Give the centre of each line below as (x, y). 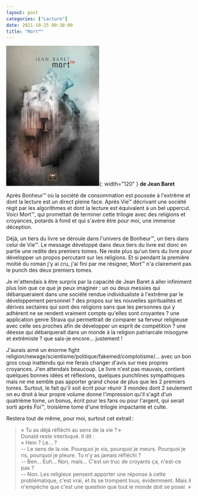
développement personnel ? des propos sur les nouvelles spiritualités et (94, 301)
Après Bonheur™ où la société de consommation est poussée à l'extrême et (98, 196)
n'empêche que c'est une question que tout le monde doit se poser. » (106, 487)
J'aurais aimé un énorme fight (43, 350)
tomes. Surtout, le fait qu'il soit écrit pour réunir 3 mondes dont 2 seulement (99, 388)
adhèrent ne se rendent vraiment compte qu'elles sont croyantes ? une (93, 313)
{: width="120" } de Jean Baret (137, 184)
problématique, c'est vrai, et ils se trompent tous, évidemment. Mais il (106, 481)
